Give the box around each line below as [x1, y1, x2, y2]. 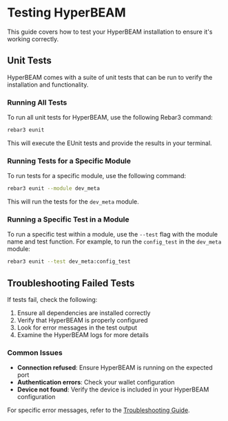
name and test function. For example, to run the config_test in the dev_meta [7, 237, 222, 246]
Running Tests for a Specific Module [7, 156, 132, 166]
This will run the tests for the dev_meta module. [7, 197, 139, 206]
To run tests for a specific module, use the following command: [7, 172, 187, 180]
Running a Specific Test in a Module [7, 215, 129, 224]
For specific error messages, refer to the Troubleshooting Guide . [7, 406, 191, 414]
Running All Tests [7, 98, 68, 107]
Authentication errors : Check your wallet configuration [17, 378, 175, 387]
